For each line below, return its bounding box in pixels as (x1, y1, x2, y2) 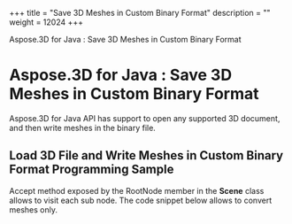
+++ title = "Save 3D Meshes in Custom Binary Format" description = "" (9, 8, 272, 18)
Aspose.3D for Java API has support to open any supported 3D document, (9, 112, 280, 123)
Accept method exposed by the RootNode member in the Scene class (9, 185, 265, 196)
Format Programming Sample (9, 162, 174, 177)
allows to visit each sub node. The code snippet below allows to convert (9, 195, 273, 205)
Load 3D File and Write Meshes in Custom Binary (9, 148, 284, 163)
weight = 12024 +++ (9, 17, 84, 27)
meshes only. (9, 204, 58, 215)
